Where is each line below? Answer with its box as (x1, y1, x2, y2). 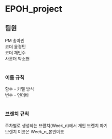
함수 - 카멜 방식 (5, 86, 34, 92)
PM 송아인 (5, 38, 25, 43)
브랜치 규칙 (5, 110, 29, 117)
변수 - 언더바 (5, 92, 29, 98)
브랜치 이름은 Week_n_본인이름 (5, 128, 64, 134)
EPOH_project (5, 3, 62, 15)
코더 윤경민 (5, 44, 26, 49)
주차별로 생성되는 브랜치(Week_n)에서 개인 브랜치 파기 (5, 123, 108, 128)
